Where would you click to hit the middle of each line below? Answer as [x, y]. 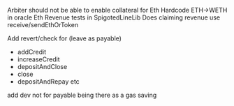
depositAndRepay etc [49, 82]
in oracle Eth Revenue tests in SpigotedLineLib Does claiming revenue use [114, 17]
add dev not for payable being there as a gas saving [82, 95]
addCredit [32, 52]
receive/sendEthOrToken [43, 25]
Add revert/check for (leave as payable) [65, 38]
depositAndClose [42, 67]
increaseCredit [39, 59]
